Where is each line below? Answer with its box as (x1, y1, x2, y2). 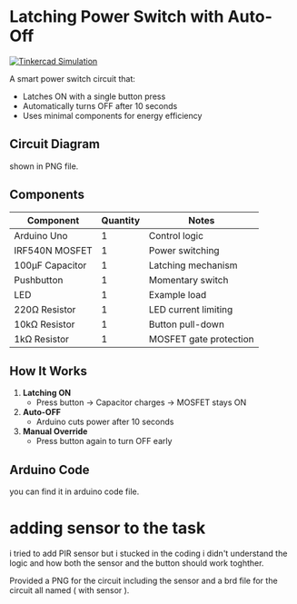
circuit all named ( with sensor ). (9, 585, 130, 596)
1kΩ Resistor (14, 332, 70, 345)
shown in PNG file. (9, 161, 79, 172)
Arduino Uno (14, 229, 68, 242)
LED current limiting (148, 302, 233, 315)
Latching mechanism (148, 259, 238, 272)
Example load (148, 288, 207, 301)
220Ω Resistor (14, 302, 76, 315)
